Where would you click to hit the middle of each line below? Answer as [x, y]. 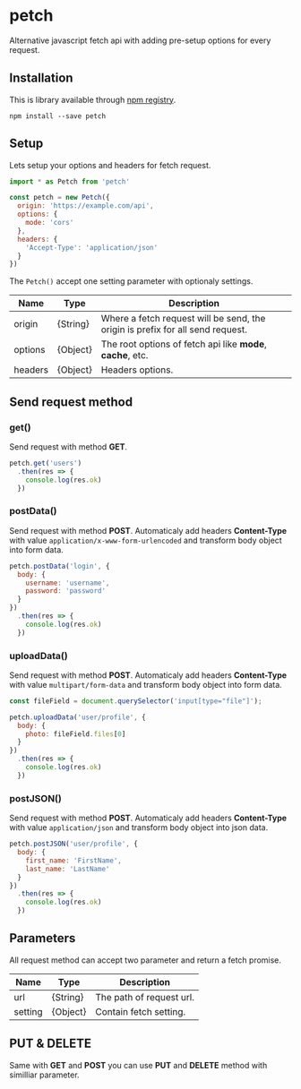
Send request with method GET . [69, 447]
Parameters [43, 938]
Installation [41, 78]
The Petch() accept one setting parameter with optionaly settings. [131, 281]
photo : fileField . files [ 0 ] [76, 734]
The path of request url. [145, 997]
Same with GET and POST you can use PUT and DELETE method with [138, 1065]
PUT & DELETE [51, 1044]
